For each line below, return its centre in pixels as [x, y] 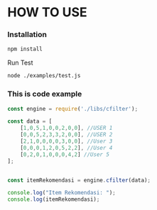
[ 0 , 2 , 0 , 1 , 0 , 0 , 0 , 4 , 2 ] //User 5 [65, 154]
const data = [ [30, 121]
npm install [25, 49]
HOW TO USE [47, 12]
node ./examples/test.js [44, 76]
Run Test [20, 63]
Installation [27, 35]
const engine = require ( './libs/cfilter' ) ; [73, 109]
